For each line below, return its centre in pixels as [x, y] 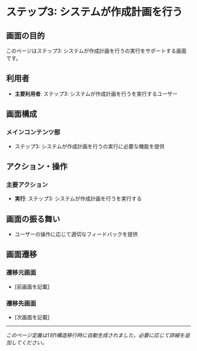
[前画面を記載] [32, 286]
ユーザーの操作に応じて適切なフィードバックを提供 [76, 234]
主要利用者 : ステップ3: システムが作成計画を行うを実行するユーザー [96, 93]
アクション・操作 [37, 166]
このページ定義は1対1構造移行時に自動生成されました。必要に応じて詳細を [96, 335]
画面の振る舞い [33, 219]
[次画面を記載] [32, 317]
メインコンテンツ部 [33, 132]
